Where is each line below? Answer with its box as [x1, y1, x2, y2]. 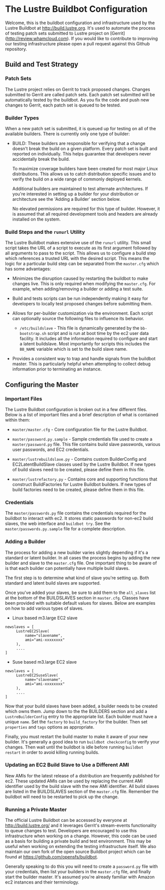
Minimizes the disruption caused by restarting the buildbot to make [12, 275, 149, 282]
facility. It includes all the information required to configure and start [19, 335, 158, 341]
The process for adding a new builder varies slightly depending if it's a [5, 549, 149, 556]
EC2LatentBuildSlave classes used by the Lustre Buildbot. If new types [12, 461, 156, 467]
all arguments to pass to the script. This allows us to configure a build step [5, 250, 156, 256]
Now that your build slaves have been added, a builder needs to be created [5, 703, 158, 709]
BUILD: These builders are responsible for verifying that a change [12, 140, 146, 146]
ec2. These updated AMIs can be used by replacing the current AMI [5, 778, 143, 784]
